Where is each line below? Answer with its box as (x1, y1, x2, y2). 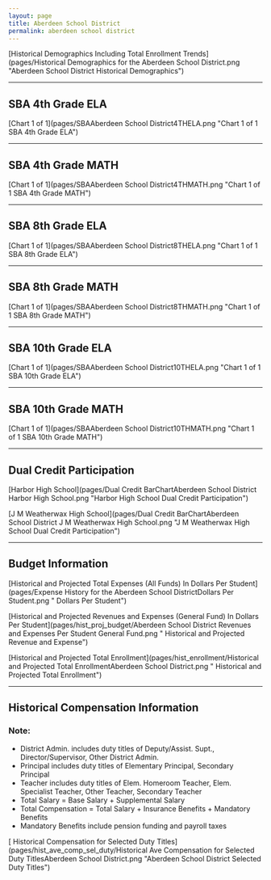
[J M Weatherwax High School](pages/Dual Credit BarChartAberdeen (8, 509, 240, 519)
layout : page (8, 11, 52, 20)
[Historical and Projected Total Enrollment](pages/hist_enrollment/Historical (8, 652, 260, 663)
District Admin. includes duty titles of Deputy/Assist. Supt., (19, 743, 215, 753)
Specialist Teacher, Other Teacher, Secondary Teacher (19, 786, 202, 796)
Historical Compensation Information (8, 701, 199, 715)
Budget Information (8, 557, 109, 571)
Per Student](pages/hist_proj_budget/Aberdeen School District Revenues (8, 620, 252, 629)
